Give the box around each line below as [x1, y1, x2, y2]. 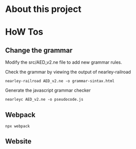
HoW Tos [5, 26, 43, 38]
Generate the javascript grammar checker [5, 87, 91, 93]
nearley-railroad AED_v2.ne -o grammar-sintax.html [5, 79, 115, 84]
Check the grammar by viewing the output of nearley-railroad [5, 69, 131, 75]
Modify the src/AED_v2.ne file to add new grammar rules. [5, 59, 122, 65]
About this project [5, 3, 82, 15]
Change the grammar [5, 46, 73, 54]
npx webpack [5, 124, 30, 129]
